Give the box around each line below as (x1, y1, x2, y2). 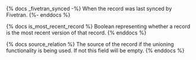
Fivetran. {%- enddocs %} (6, 11, 71, 18)
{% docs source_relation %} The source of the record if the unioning (6, 41, 174, 48)
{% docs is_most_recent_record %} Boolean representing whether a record (6, 23, 191, 30)
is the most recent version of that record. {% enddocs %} (6, 29, 147, 36)
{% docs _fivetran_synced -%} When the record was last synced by (6, 5, 172, 12)
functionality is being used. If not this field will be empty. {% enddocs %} (6, 47, 185, 54)
